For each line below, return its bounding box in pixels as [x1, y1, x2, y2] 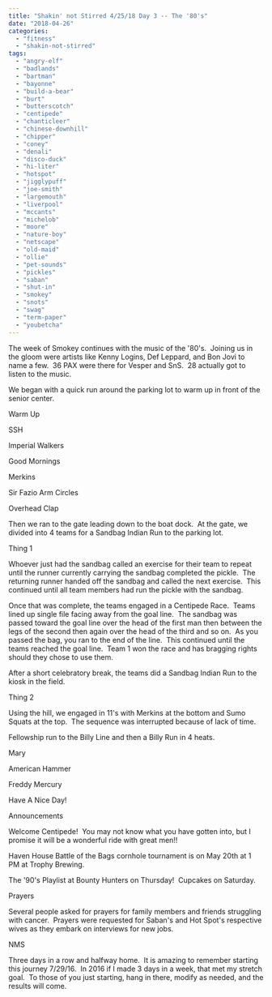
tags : [8, 49, 27, 58]
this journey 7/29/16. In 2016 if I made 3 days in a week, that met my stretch [8, 964, 263, 973]
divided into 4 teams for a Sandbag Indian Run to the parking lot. [8, 528, 224, 537]
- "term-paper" [15, 313, 67, 321]
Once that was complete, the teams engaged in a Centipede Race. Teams [8, 601, 256, 610]
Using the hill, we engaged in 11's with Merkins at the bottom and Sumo [8, 708, 246, 717]
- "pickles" [15, 268, 57, 276]
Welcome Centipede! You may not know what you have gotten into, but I [8, 826, 251, 836]
